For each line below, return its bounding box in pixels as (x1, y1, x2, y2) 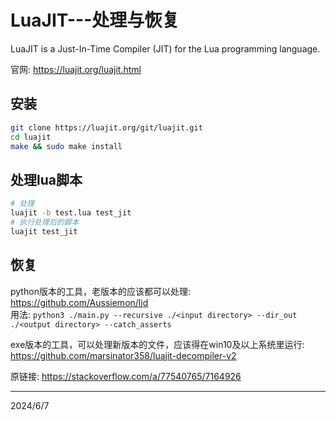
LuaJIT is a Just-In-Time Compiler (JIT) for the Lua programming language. (10, 42, 321, 55)
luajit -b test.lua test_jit (10, 208, 132, 218)
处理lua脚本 (10, 171, 83, 188)
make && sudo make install (10, 141, 123, 151)
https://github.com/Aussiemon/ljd (10, 296, 149, 308)
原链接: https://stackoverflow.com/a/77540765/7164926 (10, 370, 242, 382)
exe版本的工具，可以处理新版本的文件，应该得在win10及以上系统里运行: (10, 338, 305, 350)
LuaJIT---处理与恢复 (10, 9, 180, 32)
